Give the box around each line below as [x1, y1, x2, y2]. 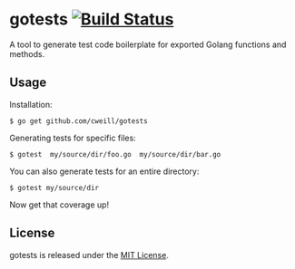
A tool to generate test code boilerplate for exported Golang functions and [9, 39, 287, 50]
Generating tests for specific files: [9, 132, 136, 143]
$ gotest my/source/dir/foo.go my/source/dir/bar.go [9, 149, 221, 159]
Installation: [9, 99, 53, 110]
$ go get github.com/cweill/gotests [9, 116, 148, 126]
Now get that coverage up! [9, 199, 110, 210]
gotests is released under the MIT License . [9, 249, 170, 260]
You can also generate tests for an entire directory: [9, 166, 200, 177]
